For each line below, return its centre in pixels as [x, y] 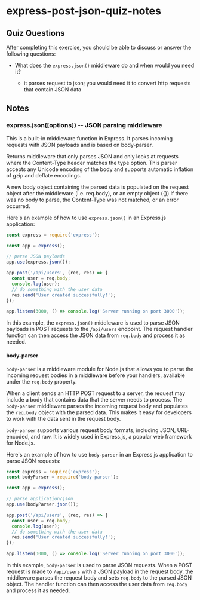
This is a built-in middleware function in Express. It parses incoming [90, 138]
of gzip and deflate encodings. [44, 175]
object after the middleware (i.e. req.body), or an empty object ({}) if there [97, 193]
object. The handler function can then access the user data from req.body [97, 584]
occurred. [18, 206]
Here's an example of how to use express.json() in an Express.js [86, 218]
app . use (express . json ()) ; [38, 262]
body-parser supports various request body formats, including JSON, [91, 430]
